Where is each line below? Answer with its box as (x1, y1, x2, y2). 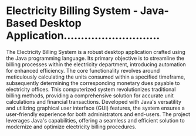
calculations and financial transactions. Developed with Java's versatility (6, 98, 182, 105)
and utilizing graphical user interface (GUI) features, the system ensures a (6, 104, 185, 111)
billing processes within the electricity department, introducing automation (6, 60, 186, 68)
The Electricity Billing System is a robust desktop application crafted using (6, 48, 186, 55)
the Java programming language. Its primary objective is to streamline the (6, 55, 185, 62)
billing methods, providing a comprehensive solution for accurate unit (6, 92, 174, 99)
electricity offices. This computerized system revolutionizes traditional (6, 86, 176, 93)
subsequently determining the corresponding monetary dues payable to (6, 79, 180, 86)
